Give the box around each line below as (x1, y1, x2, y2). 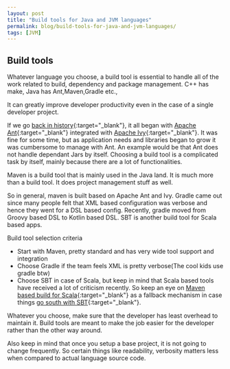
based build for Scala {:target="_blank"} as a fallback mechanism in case (16, 291, 222, 299)
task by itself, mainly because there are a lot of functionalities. (7, 158, 183, 166)
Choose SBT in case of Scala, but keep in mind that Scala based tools (16, 276, 214, 285)
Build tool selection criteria (7, 234, 83, 242)
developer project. (7, 108, 60, 117)
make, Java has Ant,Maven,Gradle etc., (7, 87, 118, 96)
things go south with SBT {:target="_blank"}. (16, 298, 141, 307)
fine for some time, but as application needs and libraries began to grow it (7, 136, 216, 144)
